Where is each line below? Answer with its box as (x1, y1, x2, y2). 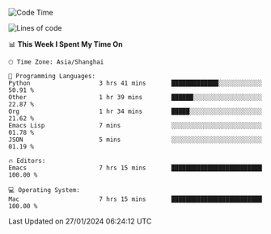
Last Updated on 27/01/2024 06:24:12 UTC (8, 216, 152, 226)
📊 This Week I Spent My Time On (8, 40, 123, 48)
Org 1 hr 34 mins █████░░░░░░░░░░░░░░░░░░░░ (8, 107, 263, 115)
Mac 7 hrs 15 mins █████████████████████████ (8, 195, 263, 203)
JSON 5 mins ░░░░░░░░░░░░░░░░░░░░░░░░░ (8, 136, 263, 144)
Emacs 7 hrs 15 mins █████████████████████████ (8, 164, 263, 172)
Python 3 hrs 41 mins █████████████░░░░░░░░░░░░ (8, 79, 263, 87)
